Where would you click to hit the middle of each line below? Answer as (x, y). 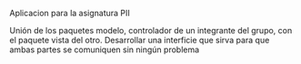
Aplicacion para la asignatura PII (70, 13)
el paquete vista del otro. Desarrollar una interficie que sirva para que (140, 40)
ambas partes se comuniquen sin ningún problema (105, 50)
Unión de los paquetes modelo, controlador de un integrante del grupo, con (151, 30)
